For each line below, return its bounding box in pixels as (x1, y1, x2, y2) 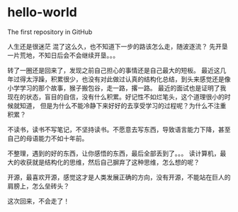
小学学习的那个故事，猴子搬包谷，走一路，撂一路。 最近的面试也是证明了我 (7, 83, 227, 92)
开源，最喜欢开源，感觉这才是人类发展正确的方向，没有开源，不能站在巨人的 (7, 172, 231, 181)
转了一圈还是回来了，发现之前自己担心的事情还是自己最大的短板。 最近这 (7, 66, 220, 74)
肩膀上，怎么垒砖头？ (7, 182, 69, 190)
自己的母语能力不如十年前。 (7, 134, 89, 142)
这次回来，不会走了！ (7, 196, 69, 205)
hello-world (7, 4, 78, 20)
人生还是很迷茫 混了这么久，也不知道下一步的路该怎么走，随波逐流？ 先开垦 (7, 42, 228, 50)
